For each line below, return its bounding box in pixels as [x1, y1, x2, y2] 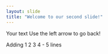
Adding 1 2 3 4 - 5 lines [6, 41, 62, 48]
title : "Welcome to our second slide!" [6, 14, 103, 20]
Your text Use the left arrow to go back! [6, 30, 101, 37]
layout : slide [6, 8, 41, 15]
